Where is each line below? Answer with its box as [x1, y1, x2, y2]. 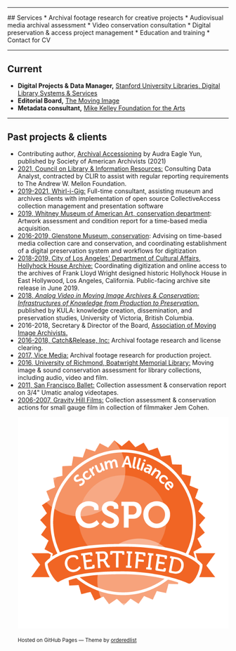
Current [7, 63, 42, 74]
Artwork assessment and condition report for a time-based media [17, 217, 208, 225]
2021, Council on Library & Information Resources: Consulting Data [17, 164, 211, 173]
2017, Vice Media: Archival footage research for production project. [17, 351, 212, 360]
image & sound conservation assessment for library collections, [17, 366, 202, 374]
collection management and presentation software [17, 202, 164, 211]
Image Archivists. [17, 329, 68, 337]
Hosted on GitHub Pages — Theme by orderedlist [17, 637, 137, 644]
